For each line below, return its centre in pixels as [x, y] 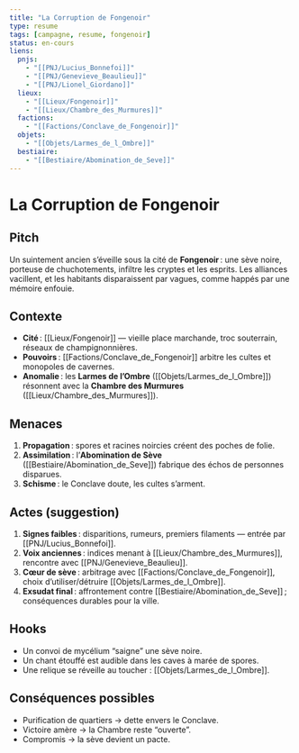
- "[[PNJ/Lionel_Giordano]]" [80, 85]
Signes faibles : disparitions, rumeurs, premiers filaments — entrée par [154, 533]
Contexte [36, 316]
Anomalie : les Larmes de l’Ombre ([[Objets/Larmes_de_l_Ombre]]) [147, 376]
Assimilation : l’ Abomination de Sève [92, 455]
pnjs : [28, 59]
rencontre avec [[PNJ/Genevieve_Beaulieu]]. [105, 562]
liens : [22, 51]
